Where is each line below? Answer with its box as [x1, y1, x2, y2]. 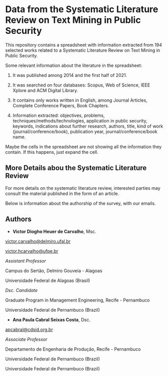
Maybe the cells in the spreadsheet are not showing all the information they [5, 143, 162, 150]
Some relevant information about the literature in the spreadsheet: [5, 62, 142, 68]
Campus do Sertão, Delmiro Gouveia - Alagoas [5, 267, 102, 274]
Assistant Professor [5, 258, 46, 264]
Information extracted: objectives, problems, [12, 112, 105, 118]
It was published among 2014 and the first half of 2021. [12, 72, 127, 78]
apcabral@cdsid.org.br [5, 326, 53, 332]
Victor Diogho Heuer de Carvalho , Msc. [12, 228, 97, 234]
